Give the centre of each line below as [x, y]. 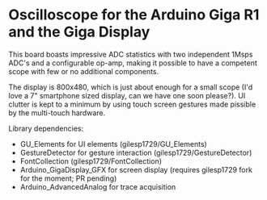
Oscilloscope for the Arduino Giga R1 [134, 15]
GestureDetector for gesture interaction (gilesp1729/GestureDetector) [136, 152]
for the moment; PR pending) [68, 178]
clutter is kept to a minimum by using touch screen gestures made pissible [132, 104]
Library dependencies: [46, 128]
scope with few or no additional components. [84, 71]
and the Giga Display [79, 32]
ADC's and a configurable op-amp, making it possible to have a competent [133, 63]
